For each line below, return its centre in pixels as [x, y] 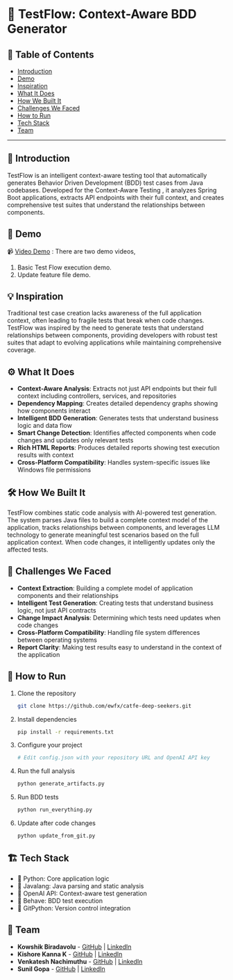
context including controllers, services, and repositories [97, 396]
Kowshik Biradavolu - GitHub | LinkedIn [74, 947]
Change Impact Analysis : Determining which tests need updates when [119, 617]
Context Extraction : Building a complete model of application [105, 588]
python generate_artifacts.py [61, 784]
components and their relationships [68, 595]
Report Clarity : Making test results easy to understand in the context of [119, 647]
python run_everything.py [54, 810]
